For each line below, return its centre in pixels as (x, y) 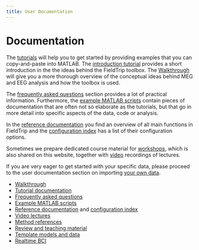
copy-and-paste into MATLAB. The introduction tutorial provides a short (94, 63)
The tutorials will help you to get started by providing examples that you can (99, 57)
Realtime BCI (30, 241)
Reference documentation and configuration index (76, 209)
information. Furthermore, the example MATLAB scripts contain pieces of (96, 100)
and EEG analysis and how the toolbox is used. (63, 82)
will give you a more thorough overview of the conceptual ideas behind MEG (99, 76)
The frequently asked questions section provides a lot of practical (87, 94)
